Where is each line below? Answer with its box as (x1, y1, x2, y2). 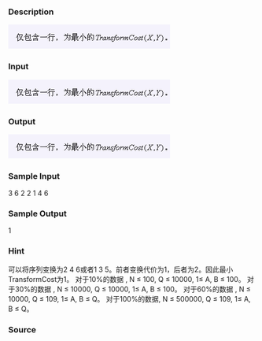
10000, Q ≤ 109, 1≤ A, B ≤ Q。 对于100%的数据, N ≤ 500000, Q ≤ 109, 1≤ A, (8, 294, 251, 303)
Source (8, 324, 37, 335)
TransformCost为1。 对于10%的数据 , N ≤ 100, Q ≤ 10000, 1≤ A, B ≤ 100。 (8, 274, 245, 284)
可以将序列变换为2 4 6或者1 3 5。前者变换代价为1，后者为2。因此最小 (8, 265, 234, 274)
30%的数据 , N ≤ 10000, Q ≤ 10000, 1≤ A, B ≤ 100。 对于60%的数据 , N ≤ (14, 284, 251, 294)
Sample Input (8, 170, 61, 181)
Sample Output (8, 208, 67, 219)
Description (8, 6, 54, 17)
